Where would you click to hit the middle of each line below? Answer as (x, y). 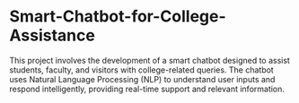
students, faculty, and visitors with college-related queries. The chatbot (141, 70)
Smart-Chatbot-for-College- (118, 17)
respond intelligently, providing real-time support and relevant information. (147, 89)
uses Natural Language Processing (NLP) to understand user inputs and (142, 79)
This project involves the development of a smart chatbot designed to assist (149, 60)
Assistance (53, 35)
